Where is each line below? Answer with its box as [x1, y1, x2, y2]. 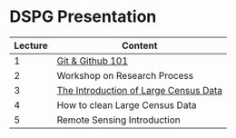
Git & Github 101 [56, 54, 129, 67]
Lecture [14, 39, 48, 52]
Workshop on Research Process [56, 69, 193, 82]
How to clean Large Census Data [56, 98, 197, 111]
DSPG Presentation [9, 6, 157, 27]
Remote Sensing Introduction [56, 113, 181, 126]
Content [121, 39, 158, 52]
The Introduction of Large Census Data [56, 84, 223, 96]
